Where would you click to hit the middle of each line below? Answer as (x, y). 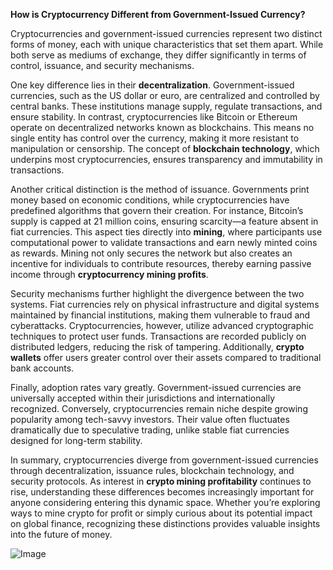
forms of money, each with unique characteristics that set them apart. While (167, 44)
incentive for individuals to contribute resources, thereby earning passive (161, 263)
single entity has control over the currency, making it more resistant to (155, 138)
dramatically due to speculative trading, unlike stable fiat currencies (150, 430)
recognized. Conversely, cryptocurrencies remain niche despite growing (159, 408)
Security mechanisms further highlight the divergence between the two (157, 293)
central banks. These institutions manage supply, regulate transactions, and (166, 106)
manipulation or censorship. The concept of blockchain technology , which (165, 148)
